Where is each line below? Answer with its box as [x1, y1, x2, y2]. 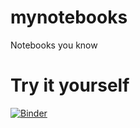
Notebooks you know [10, 39, 98, 51]
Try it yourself [10, 74, 130, 97]
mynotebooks [10, 6, 128, 29]
